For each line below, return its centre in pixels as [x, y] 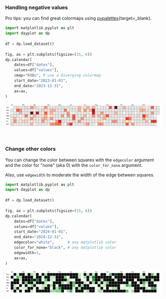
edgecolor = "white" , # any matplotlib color [65, 242]
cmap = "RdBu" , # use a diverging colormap [57, 75]
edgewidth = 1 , [28, 253]
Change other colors [31, 149]
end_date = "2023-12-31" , [39, 86]
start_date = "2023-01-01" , [41, 81]
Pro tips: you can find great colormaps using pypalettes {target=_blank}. [79, 18]
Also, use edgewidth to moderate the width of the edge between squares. [80, 175]
